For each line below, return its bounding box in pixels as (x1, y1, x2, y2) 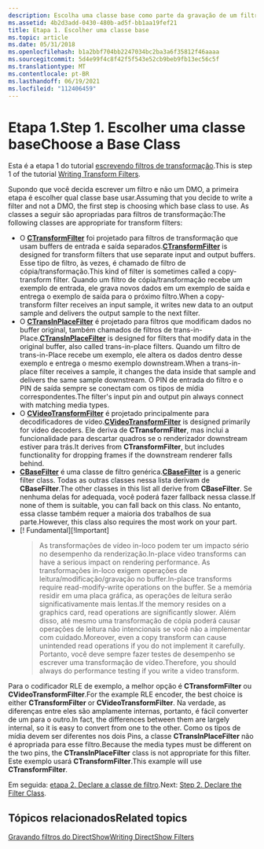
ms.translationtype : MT (8, 63, 86, 71)
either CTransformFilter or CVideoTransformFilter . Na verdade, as (8, 698, 226, 707)
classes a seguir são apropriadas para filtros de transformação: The (8, 210, 226, 219)
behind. (19, 459, 45, 469)
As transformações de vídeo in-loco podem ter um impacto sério (38, 541, 249, 550)
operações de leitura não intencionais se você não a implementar (38, 624, 251, 634)
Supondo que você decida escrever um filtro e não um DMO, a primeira (8, 185, 239, 194)
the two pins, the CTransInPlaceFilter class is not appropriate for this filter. (8, 748, 251, 758)
